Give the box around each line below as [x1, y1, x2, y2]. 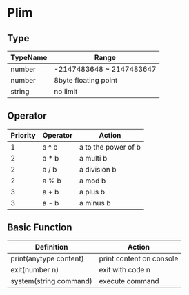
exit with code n [99, 265, 150, 274]
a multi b [79, 153, 108, 163]
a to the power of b [79, 142, 141, 152]
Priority [10, 130, 36, 140]
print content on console [99, 254, 179, 263]
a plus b [79, 187, 106, 196]
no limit [54, 87, 78, 96]
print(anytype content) [10, 254, 84, 263]
